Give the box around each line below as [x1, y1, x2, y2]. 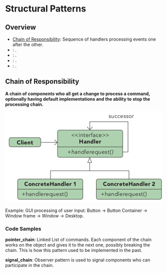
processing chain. [5, 101, 43, 107]
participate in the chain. [5, 262, 54, 268]
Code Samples [5, 225, 41, 232]
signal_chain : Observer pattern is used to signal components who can [5, 256, 150, 263]
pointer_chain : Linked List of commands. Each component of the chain [5, 236, 152, 242]
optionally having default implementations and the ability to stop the [5, 96, 150, 102]
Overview [5, 23, 36, 32]
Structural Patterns [5, 3, 86, 15]
